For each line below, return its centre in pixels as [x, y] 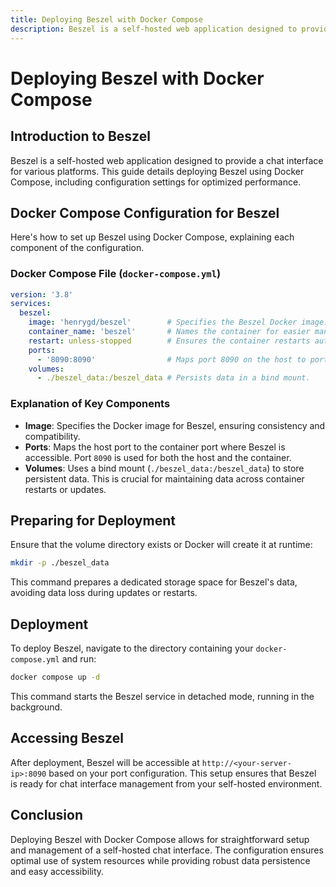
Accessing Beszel [67, 738]
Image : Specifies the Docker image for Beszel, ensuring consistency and [175, 425]
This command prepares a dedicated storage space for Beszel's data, [154, 582]
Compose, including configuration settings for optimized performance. [156, 182]
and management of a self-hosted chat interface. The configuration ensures [167, 850]
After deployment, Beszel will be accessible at [105, 762]
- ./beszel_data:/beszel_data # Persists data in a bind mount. [173, 378]
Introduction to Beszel [80, 136]
